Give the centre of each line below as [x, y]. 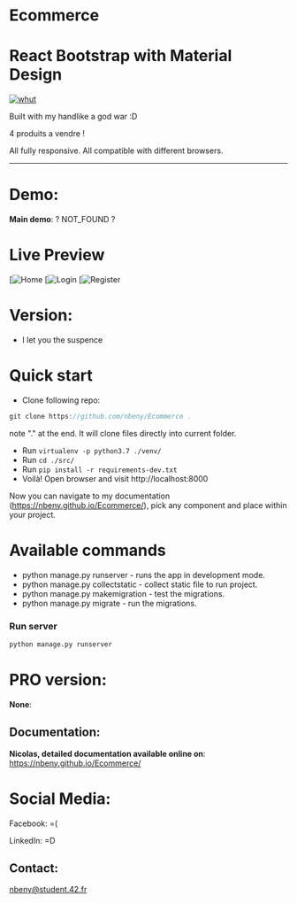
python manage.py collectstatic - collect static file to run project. [140, 584]
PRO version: [58, 680]
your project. [32, 514]
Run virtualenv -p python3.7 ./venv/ [91, 450]
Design [36, 75]
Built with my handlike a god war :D [73, 117]
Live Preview [57, 255]
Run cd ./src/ [48, 459]
